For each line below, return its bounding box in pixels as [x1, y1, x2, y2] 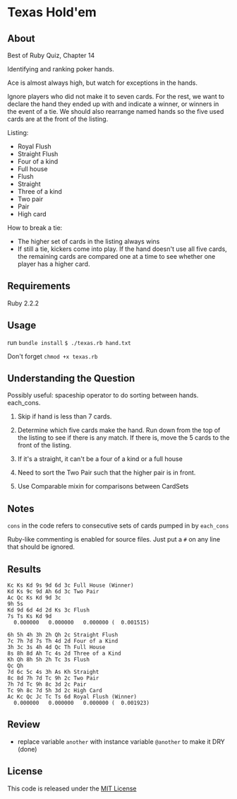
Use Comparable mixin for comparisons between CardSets [17, 482, 189, 491]
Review [7, 718, 41, 730]
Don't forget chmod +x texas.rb [7, 351, 98, 361]
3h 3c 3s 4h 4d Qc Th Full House [7, 644, 106, 651]
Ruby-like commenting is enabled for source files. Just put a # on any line [7, 535, 221, 544]
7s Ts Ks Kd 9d [7, 613, 52, 620]
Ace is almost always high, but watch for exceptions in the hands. [7, 78, 197, 87]
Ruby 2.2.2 [7, 298, 39, 308]
